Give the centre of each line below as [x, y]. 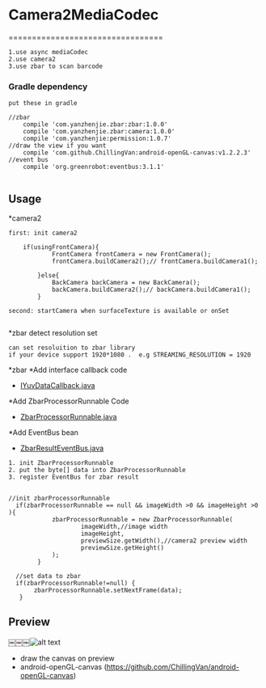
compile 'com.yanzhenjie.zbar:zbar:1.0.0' [95, 125]
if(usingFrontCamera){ [61, 247]
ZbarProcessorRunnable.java [68, 417]
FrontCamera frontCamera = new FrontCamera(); [131, 255]
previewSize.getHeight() [122, 548]
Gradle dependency [48, 87]
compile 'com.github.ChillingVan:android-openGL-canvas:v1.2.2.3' [137, 153]
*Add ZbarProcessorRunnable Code [69, 401]
